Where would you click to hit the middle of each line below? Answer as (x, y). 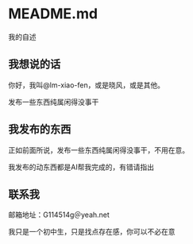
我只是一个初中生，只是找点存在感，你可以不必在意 (92, 232)
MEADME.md (53, 14)
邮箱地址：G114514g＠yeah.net (59, 215)
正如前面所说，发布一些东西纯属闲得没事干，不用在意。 (98, 150)
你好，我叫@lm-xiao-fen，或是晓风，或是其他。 (87, 85)
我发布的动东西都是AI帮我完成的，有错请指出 (81, 167)
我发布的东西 (40, 129)
